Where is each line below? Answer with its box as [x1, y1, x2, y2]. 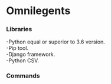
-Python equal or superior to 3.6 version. [6, 38, 105, 45]
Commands [6, 72, 40, 80]
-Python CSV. [6, 57, 40, 64]
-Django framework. [6, 51, 56, 58]
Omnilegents [6, 4, 71, 18]
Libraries [6, 25, 32, 33]
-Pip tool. [6, 45, 28, 52]
